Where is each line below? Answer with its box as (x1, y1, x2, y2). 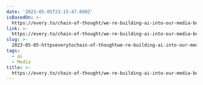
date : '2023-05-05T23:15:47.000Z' (6, 8, 94, 15)
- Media (11, 59, 31, 65)
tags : (6, 48, 20, 54)
